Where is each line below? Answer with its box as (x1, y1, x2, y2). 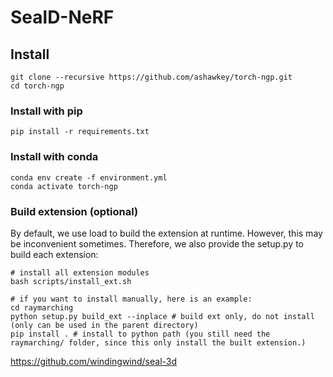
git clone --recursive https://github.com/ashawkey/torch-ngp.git (10, 72, 293, 82)
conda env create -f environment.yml (10, 172, 168, 183)
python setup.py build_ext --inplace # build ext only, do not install (10, 311, 315, 321)
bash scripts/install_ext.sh (10, 276, 132, 286)
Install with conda (10, 150, 99, 164)
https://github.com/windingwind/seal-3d (10, 355, 178, 367)
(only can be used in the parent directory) (10, 320, 199, 330)
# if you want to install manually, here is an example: (10, 294, 253, 304)
